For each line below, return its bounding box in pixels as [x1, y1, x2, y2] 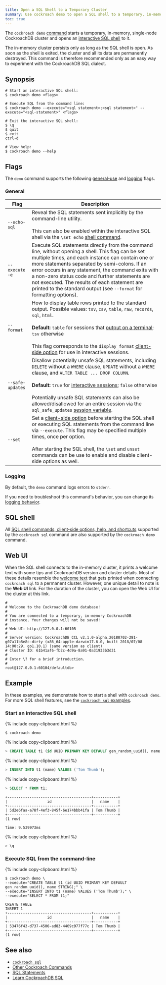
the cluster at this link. [5, 591, 50, 597]
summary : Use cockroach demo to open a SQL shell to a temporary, [5, 12, 145, 17]
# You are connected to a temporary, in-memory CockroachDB [5, 613, 132, 618]
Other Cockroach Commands [12, 964, 72, 970]
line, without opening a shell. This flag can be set [32, 248, 145, 255]
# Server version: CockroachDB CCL [5, 635, 79, 640]
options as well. [42, 458, 79, 465]
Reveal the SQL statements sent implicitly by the [32, 209, 144, 216]
